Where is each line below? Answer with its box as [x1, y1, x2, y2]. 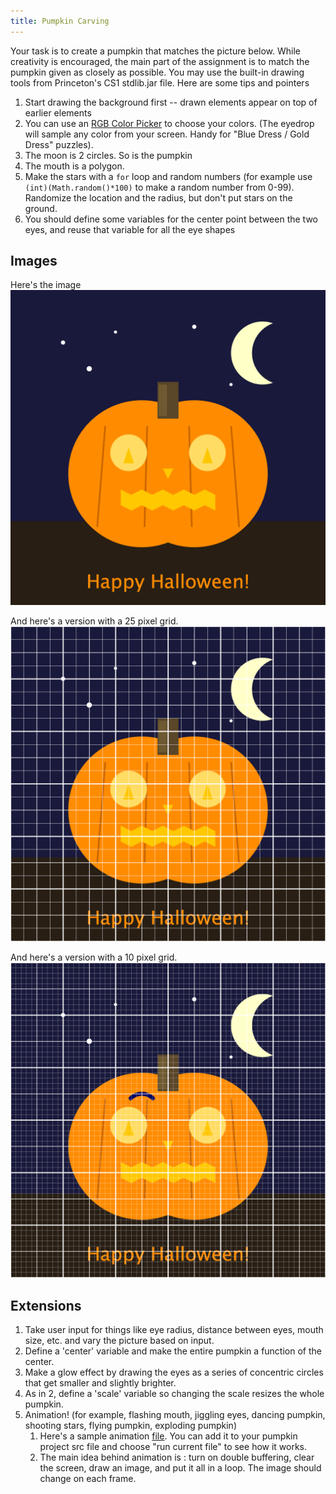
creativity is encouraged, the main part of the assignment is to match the [10, 55, 310, 67]
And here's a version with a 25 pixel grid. [10, 615, 179, 627]
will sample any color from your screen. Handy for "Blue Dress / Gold [24, 128, 310, 140]
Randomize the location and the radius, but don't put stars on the [24, 191, 293, 204]
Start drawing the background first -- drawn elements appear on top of [24, 96, 318, 108]
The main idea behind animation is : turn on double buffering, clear [39, 1451, 315, 1464]
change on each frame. [39, 1473, 137, 1485]
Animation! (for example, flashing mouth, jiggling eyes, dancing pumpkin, [24, 1409, 326, 1421]
